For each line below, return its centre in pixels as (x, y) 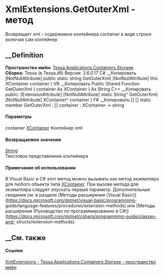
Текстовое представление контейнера (47, 156)
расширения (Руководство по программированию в (62, 211)
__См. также (26, 238)
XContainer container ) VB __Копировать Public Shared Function (72, 83)
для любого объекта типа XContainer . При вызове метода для (72, 184)
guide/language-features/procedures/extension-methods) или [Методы (80, 206)
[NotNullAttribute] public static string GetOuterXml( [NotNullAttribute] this (81, 78)
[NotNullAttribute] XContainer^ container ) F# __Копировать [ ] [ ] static (78, 100)
